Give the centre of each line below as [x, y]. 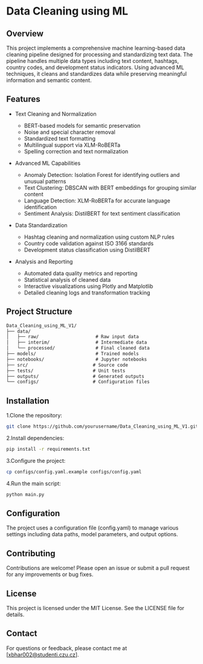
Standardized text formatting [60, 138]
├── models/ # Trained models [72, 354]
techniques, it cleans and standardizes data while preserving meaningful [97, 74]
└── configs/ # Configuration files [78, 382]
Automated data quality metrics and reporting [81, 273]
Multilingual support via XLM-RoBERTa [72, 145]
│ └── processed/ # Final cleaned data [78, 348]
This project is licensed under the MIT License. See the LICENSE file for [95, 608]
